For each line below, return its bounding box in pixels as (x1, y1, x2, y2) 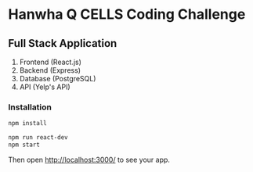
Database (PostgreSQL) (19, 74, 96, 83)
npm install (8, 120, 47, 127)
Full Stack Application (8, 37, 117, 50)
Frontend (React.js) (19, 57, 82, 66)
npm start (8, 141, 41, 149)
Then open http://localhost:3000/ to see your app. (8, 155, 171, 164)
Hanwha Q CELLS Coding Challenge (8, 5, 246, 23)
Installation (8, 102, 52, 113)
